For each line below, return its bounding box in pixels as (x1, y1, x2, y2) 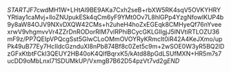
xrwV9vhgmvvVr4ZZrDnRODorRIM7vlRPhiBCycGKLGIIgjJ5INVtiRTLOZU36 (7, 27, 220, 36)
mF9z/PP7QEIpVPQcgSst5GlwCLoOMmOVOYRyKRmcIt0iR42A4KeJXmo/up (7, 35, 223, 43)
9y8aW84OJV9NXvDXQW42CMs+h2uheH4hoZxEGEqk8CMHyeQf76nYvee (7, 21, 222, 28)
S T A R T (7, 6, 27, 14)
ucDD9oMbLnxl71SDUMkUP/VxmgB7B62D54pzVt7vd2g (7, 57, 168, 64)
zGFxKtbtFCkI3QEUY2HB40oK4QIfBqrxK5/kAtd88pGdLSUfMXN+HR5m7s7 (7, 49, 222, 58)
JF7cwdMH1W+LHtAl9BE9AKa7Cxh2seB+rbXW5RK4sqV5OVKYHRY (26, 6, 221, 14)
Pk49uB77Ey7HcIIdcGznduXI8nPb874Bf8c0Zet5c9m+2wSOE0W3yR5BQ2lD (7, 43, 225, 50)
